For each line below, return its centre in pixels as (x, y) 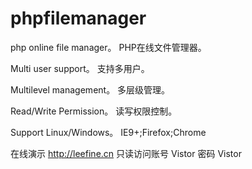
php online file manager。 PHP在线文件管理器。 (108, 47)
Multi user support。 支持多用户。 (80, 68)
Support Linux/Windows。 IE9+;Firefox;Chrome (108, 132)
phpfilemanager (78, 18)
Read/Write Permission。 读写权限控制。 (94, 111)
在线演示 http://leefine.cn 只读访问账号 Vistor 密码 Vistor (126, 153)
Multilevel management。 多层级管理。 (90, 89)
